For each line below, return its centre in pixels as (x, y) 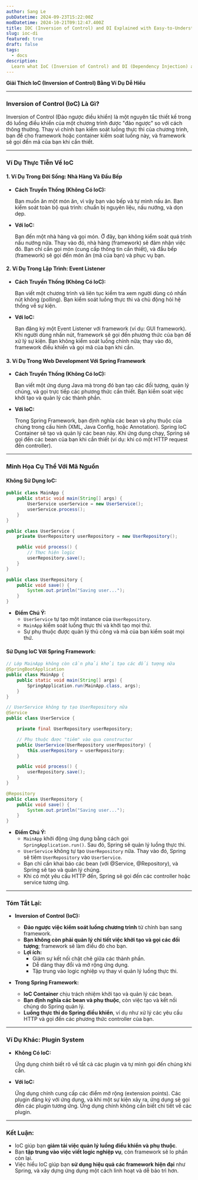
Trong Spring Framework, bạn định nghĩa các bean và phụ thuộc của (98, 421)
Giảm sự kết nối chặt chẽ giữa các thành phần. (89, 958)
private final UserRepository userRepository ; (75, 729)
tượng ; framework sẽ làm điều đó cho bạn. (75, 946)
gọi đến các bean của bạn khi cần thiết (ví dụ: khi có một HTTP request (101, 439)
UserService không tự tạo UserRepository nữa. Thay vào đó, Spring (105, 851)
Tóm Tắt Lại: (24, 903)
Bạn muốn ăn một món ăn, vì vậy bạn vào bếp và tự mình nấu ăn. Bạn (99, 201)
